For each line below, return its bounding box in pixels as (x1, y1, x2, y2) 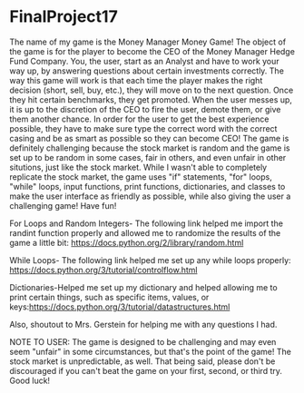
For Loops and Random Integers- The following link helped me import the (9, 218, 284, 229)
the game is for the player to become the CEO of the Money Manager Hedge (9, 45, 295, 56)
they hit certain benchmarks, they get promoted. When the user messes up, (9, 93, 293, 105)
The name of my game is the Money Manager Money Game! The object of (9, 36, 287, 47)
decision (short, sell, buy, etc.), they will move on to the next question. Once (9, 84, 294, 95)
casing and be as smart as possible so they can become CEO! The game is (9, 133, 289, 143)
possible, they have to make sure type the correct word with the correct (9, 123, 278, 133)
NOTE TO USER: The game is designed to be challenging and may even (9, 336, 277, 347)
